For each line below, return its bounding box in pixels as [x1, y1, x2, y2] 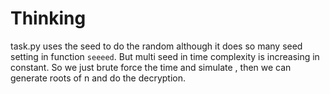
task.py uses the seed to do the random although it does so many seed [10, 40, 303, 52]
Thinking [10, 7, 87, 30]
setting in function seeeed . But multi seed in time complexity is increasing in [10, 50, 320, 62]
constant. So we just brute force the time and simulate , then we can [10, 61, 292, 73]
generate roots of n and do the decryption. [10, 72, 187, 84]
